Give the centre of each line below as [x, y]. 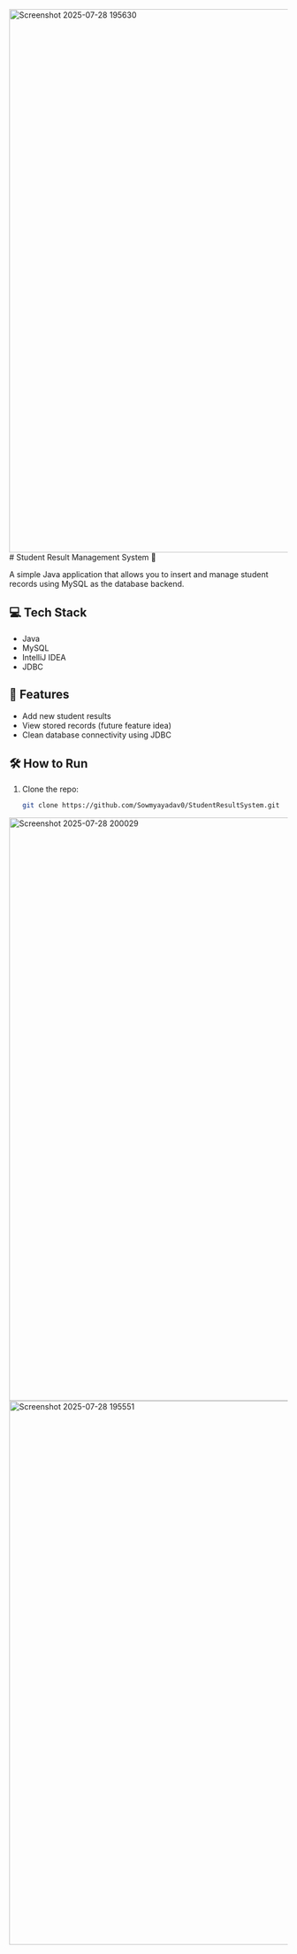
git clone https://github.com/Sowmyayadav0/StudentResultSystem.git [151, 806]
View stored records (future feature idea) [97, 725]
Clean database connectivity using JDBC [97, 735]
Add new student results [67, 715]
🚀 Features [39, 695]
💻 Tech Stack [48, 613]
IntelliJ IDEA [44, 657]
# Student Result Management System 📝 [83, 557]
